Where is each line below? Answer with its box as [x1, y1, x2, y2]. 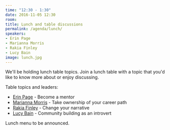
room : [5, 17, 17, 22]
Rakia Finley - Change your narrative [12, 105, 90, 111]
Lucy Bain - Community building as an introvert [12, 110, 112, 116]
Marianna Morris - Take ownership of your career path [12, 99, 127, 106]
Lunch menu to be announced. [5, 120, 70, 126]
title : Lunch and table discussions [5, 21, 83, 27]
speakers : [5, 31, 26, 36]
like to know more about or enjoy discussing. [5, 74, 99, 81]
